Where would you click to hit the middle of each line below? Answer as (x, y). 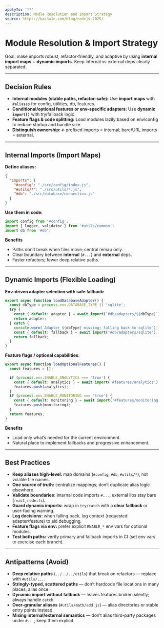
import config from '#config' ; (37, 221)
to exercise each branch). (38, 542)
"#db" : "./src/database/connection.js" (54, 194)
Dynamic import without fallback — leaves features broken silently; (81, 595)
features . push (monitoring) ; (42, 405)
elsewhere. (23, 490)
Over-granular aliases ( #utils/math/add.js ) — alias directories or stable (85, 605)
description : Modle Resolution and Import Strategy (59, 14)
